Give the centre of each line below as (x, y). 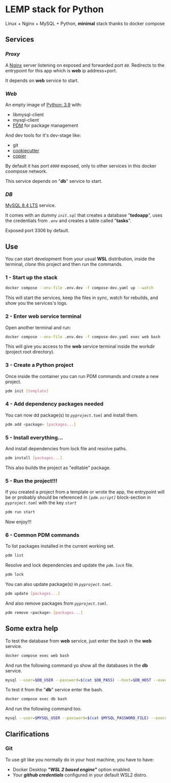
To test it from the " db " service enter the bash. (54, 690)
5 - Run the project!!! (31, 481)
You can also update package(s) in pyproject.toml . (59, 584)
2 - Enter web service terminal (43, 316)
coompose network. (26, 171)
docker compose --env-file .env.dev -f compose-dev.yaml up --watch (79, 288)
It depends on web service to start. (42, 80)
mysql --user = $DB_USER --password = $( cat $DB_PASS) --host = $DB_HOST (78, 680)
